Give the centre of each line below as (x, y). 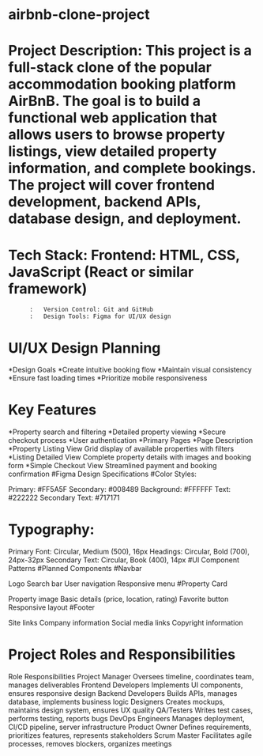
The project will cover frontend (112, 185)
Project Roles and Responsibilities (122, 655)
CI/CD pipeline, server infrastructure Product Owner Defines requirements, (130, 727)
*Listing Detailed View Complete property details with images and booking (130, 457)
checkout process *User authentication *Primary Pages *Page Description (131, 440)
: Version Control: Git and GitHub (91, 310)
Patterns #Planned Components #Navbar (75, 569)
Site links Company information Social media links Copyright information (126, 623)
